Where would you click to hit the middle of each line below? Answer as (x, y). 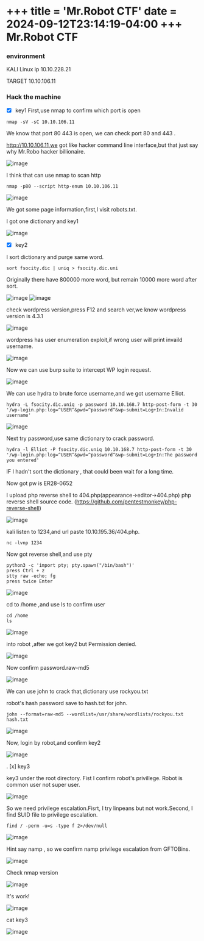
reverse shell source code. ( (41, 502)
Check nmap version (32, 872)
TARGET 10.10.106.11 (31, 81)
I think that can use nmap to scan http (54, 175)
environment (26, 56)
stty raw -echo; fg (31, 576)
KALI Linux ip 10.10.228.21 (39, 69)
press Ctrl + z (26, 570)
